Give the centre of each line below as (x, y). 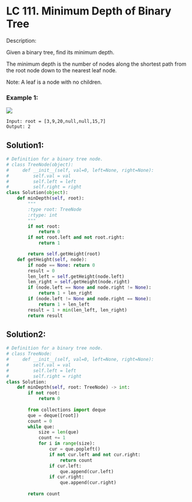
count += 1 (52, 438)
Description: (21, 40)
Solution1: (25, 145)
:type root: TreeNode (55, 209)
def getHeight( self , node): (52, 259)
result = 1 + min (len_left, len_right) (78, 310)
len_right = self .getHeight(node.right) (79, 282)
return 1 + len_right (65, 293)
